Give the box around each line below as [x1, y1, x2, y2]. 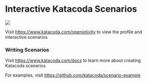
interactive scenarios [5, 34, 48, 40]
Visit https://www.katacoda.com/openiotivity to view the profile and [5, 28, 143, 35]
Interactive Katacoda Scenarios [5, 3, 137, 15]
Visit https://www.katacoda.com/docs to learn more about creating [5, 57, 141, 63]
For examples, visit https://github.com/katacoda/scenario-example [5, 72, 141, 78]
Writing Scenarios [5, 46, 49, 53]
